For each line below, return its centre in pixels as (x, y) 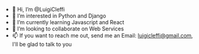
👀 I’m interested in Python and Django (59, 16)
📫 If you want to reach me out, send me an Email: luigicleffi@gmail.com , (103, 35)
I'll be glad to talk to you (42, 44)
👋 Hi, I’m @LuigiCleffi (38, 9)
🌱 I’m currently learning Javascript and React (68, 22)
